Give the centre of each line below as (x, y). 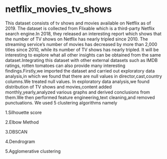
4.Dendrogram (20, 141)
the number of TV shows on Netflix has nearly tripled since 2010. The (77, 39)
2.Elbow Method (22, 122)
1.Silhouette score (23, 112)
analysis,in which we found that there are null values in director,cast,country (84, 76)
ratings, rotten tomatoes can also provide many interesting (65, 65)
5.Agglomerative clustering (33, 151)
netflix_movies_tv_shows (58, 9)
